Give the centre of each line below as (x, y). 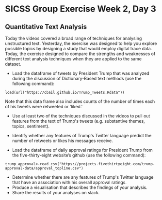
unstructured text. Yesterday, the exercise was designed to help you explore (81, 43)
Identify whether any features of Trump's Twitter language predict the (82, 136)
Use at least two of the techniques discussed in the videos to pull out (81, 116)
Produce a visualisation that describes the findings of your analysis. (80, 187)
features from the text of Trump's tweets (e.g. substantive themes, (78, 121)
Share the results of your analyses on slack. (56, 193)
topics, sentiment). (31, 126)
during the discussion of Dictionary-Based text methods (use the (77, 79)
